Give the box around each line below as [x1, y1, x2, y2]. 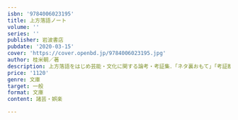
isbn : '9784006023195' [7, 10, 74, 18]
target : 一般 [7, 83, 44, 90]
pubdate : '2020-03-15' [7, 43, 74, 50]
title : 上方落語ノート [7, 17, 67, 24]
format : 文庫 [7, 89, 44, 96]
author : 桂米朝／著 [7, 56, 59, 64]
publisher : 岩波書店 [7, 37, 64, 44]
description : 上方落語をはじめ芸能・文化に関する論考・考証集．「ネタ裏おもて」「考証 [7, 63, 228, 70]
